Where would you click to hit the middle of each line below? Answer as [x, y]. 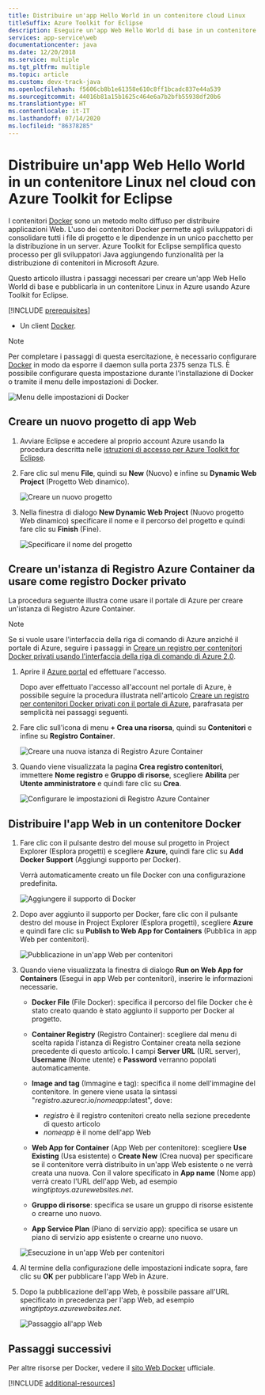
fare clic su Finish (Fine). [60, 529]
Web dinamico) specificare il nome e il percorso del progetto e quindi [132, 520]
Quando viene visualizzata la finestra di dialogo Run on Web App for [131, 970]
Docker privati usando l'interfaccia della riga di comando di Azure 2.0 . [122, 656]
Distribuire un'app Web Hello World [127, 165]
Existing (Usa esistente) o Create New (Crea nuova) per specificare [142, 1156]
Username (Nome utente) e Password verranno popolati [124, 1060]
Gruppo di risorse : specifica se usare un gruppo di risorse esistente [142, 1205]
